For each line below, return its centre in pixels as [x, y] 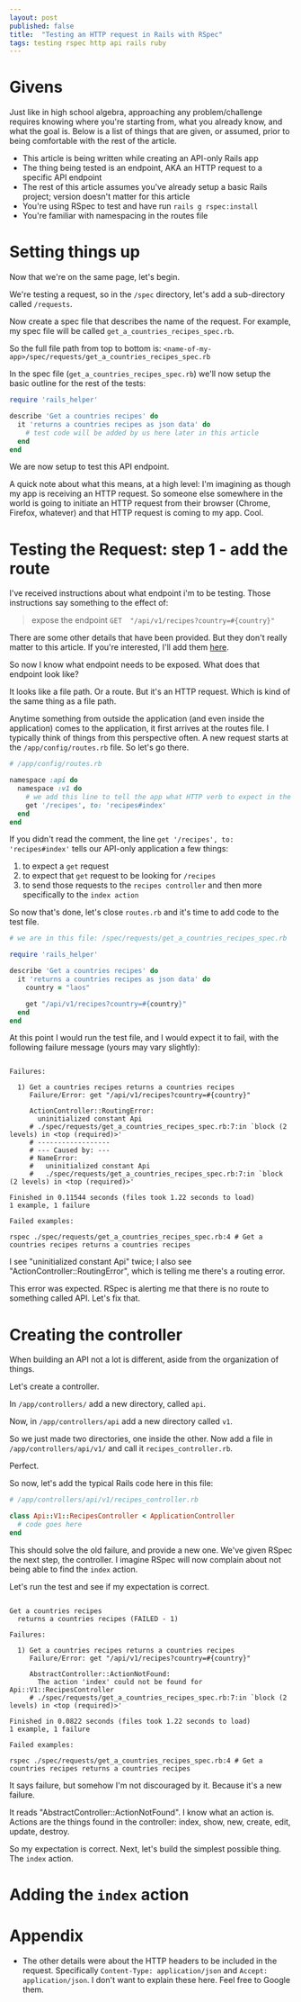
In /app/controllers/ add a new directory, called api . [108, 1404]
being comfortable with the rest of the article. [93, 141]
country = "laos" [58, 987]
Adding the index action [99, 1895]
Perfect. [24, 1466]
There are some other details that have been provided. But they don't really [148, 638]
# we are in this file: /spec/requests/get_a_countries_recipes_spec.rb [148, 938]
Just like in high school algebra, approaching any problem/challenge [136, 113]
